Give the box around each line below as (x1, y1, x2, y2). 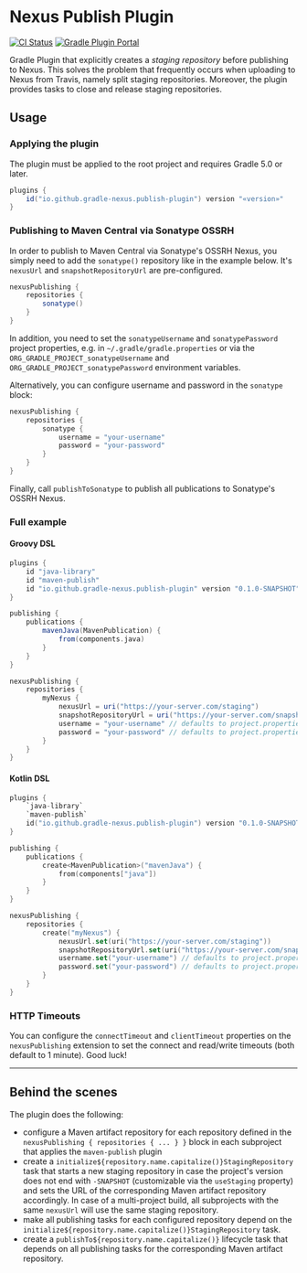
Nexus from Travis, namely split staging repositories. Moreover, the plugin (9, 73, 288, 84)
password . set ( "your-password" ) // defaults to (58, 962, 239, 971)
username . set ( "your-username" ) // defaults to (58, 954, 239, 963)
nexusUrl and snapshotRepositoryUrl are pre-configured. (9, 264, 224, 275)
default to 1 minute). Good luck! (9, 1050, 128, 1061)
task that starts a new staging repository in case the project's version (22, 1165, 284, 1176)
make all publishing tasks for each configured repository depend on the (22, 1214, 292, 1225)
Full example (9, 515, 67, 528)
